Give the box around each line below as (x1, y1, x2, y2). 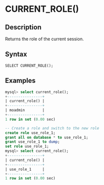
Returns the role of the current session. (5, 36, 84, 42)
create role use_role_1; (5, 130, 56, 135)
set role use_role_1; (5, 144, 49, 149)
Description (5, 23, 42, 31)
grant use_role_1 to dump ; (5, 139, 60, 144)
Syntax (5, 50, 27, 58)
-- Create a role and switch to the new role (5, 126, 99, 131)
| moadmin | (5, 108, 45, 113)
